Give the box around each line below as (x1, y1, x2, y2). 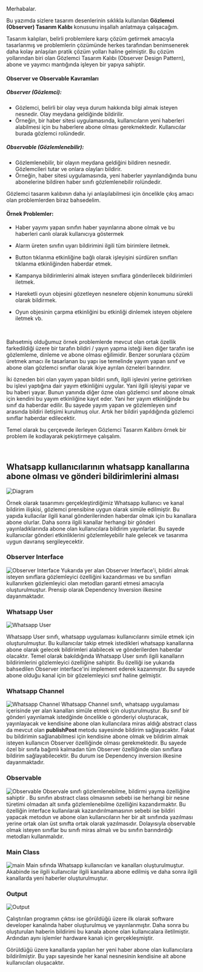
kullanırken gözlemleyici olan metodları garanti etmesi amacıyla (6, 579, 164, 587)
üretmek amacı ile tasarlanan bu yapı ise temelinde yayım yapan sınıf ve (6, 357, 185, 364)
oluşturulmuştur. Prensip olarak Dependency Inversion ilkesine (6, 586, 162, 593)
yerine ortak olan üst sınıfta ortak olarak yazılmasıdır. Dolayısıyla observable (6, 820, 196, 827)
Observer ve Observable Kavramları (6, 75, 99, 82)
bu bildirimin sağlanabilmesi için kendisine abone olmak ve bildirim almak (6, 733, 189, 740)
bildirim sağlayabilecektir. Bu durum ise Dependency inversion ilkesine (6, 752, 182, 760)
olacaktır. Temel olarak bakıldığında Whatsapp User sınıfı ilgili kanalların (6, 652, 185, 660)
